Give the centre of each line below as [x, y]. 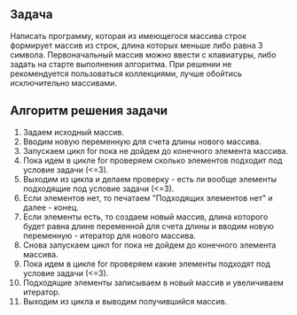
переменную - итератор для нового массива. [109, 235]
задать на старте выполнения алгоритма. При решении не [121, 64]
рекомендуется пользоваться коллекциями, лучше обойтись [126, 73]
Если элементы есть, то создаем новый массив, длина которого [145, 217]
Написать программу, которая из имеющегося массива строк [129, 35]
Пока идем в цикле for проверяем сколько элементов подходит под [152, 160]
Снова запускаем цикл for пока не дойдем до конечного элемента [149, 245]
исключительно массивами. [64, 82]
